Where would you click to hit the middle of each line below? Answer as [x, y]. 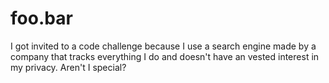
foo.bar [41, 18]
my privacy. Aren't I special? [68, 67]
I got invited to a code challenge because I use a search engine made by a [163, 46]
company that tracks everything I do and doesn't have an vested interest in [165, 56]
